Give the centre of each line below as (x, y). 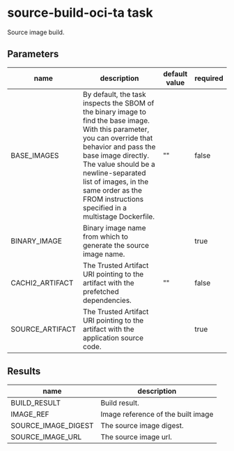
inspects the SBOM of (118, 103)
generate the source (116, 245)
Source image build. (36, 32)
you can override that (118, 138)
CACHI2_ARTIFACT (42, 283)
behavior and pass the (119, 147)
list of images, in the (116, 182)
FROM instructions (113, 199)
